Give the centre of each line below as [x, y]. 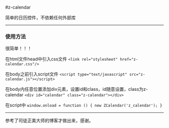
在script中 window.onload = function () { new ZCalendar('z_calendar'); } [84, 105]
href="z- [129, 60]
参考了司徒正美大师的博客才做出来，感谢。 [49, 120]
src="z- [137, 75]
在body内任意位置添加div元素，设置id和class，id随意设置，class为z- [77, 89]
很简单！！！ [18, 48]
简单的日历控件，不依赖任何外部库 [40, 18]
